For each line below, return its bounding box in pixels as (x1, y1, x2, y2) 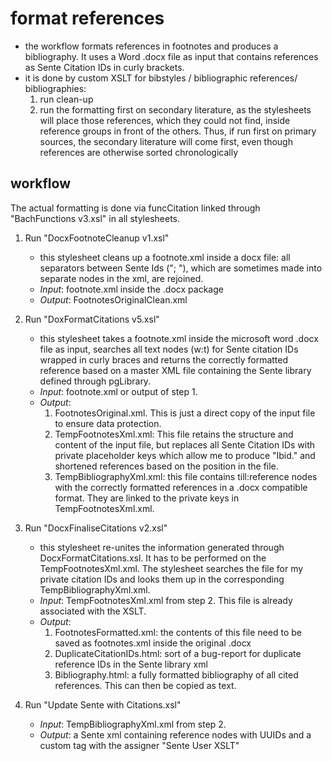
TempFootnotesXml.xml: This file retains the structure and (54, 428, 294, 440)
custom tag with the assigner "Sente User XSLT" (39, 739, 240, 751)
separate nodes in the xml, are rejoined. (39, 272, 204, 284)
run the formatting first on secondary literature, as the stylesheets (39, 103, 312, 116)
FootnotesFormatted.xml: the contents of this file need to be (54, 626, 302, 638)
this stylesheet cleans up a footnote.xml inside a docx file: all (39, 251, 291, 263)
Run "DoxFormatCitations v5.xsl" (24, 313, 160, 325)
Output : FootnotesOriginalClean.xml (39, 293, 188, 306)
